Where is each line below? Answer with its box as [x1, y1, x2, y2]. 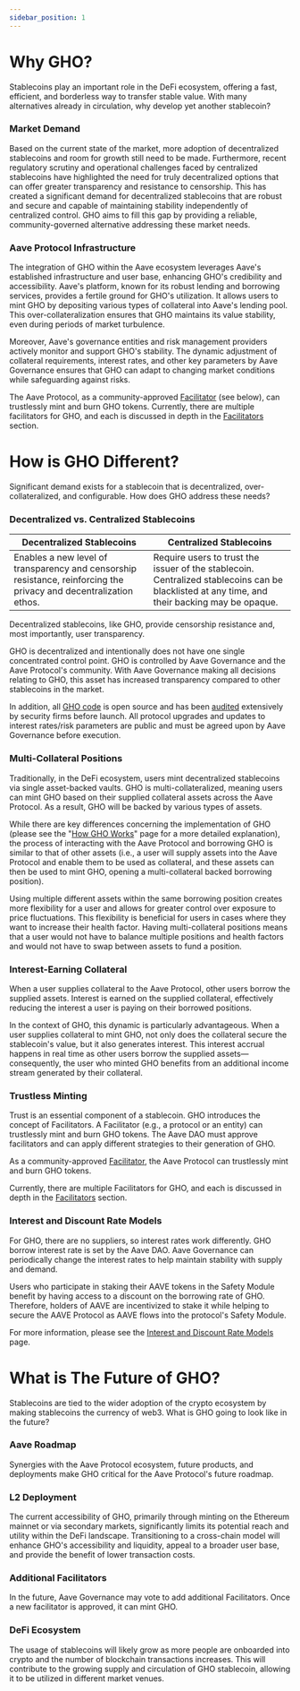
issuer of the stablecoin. [153, 562, 254, 575]
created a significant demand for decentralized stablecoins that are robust [9, 190, 283, 202]
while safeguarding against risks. [9, 374, 131, 385]
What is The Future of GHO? [9, 1368, 221, 1388]
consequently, [9, 1058, 62, 1069]
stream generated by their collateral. [9, 1067, 143, 1077]
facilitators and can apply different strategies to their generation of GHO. [9, 1138, 276, 1149]
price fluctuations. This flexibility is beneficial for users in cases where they [9, 912, 287, 923]
